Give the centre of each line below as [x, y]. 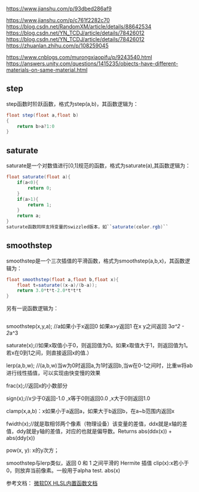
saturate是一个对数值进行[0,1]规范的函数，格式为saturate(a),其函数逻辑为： [99, 166]
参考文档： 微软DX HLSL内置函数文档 [52, 483]
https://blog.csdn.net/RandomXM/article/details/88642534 [79, 27]
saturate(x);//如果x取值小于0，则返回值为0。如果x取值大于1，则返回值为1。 [99, 346]
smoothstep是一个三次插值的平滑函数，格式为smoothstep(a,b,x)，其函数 [96, 261]
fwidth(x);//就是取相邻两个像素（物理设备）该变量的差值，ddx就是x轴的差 [97, 424]
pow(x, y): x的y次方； [33, 450]
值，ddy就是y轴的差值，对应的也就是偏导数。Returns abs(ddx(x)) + [89, 431]
